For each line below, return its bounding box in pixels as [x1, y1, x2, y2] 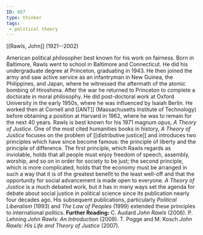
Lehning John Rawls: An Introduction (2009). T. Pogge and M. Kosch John [6, 216, 192, 223]
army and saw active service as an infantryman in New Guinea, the [6, 73, 173, 81]
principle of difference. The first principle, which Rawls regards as [6, 145, 171, 152]
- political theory [8, 26, 59, 32]
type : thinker [6, 15, 42, 21]
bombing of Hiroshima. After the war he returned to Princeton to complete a [6, 86, 196, 94]
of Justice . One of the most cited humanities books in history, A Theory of [6, 125, 191, 132]
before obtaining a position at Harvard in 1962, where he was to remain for [6, 112, 192, 120]
